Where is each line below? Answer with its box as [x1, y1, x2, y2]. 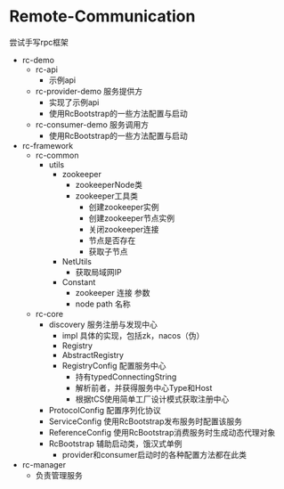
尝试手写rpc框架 [9, 37, 69, 47]
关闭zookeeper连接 [88, 224, 159, 234]
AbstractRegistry [61, 349, 125, 360]
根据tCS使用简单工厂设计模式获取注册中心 [75, 394, 230, 404]
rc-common [35, 150, 79, 160]
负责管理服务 [35, 469, 83, 480]
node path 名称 [75, 298, 131, 309]
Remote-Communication [9, 6, 196, 27]
